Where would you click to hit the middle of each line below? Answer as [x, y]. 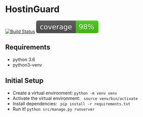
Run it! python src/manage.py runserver [53, 109]
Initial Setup [24, 81]
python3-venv [27, 65]
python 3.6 [24, 60]
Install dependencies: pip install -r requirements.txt [71, 103]
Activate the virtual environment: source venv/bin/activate [75, 98]
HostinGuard [32, 9]
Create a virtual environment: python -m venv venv [65, 93]
